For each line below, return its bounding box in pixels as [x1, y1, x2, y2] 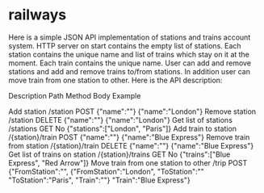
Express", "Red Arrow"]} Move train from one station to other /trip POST [8, 157, 248, 167]
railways [8, 6, 67, 24]
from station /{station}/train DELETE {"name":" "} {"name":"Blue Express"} [8, 141, 254, 150]
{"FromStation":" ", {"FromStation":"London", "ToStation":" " [8, 166, 204, 176]
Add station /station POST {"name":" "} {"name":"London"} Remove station [8, 107, 257, 116]
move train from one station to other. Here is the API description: [8, 75, 223, 85]
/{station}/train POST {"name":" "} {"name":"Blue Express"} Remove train [8, 132, 250, 142]
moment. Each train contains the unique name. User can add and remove [8, 58, 252, 68]
